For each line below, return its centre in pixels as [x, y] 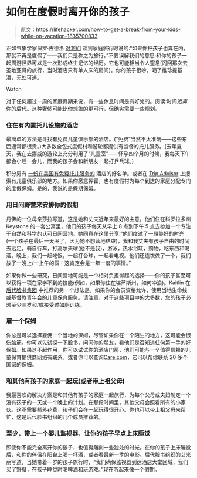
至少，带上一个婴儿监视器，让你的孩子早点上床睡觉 [78, 433]
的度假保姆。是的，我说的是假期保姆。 [52, 188]
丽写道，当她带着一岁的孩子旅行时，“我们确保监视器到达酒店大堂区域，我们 [97, 462]
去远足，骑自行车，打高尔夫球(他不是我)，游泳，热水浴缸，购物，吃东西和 [95, 248]
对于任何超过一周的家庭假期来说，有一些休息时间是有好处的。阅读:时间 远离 [97, 101]
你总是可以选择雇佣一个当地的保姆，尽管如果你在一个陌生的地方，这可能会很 [98, 335]
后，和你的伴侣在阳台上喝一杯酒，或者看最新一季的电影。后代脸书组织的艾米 [98, 455]
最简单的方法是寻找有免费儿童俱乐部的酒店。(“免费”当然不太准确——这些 [94, 139]
